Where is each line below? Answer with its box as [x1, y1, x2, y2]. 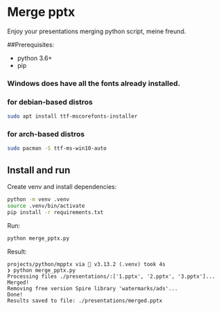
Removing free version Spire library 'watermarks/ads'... [7, 285, 178, 292]
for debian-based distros [7, 97, 94, 107]
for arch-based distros [7, 129, 85, 139]
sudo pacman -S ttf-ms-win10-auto [7, 145, 107, 152]
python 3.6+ [17, 53, 53, 62]
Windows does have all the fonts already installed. [7, 78, 181, 88]
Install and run [7, 164, 71, 176]
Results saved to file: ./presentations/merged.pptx [7, 297, 163, 304]
